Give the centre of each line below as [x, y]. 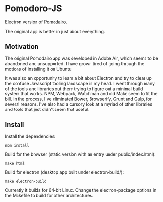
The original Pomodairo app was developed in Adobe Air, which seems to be [81, 58]
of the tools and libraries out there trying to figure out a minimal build [74, 89]
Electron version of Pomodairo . [36, 22]
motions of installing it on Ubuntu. [39, 69]
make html [15, 163]
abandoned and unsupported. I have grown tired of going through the [75, 63]
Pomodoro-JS [34, 9]
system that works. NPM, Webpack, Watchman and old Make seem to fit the [81, 93]
